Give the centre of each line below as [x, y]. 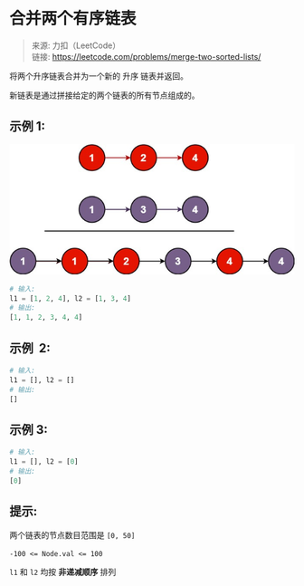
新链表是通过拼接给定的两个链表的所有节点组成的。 [104, 95]
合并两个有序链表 [73, 19]
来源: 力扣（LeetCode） [76, 45]
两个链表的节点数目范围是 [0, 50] [72, 534]
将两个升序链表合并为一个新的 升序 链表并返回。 [99, 76]
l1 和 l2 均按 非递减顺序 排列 [63, 572]
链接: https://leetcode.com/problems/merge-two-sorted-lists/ [146, 56]
